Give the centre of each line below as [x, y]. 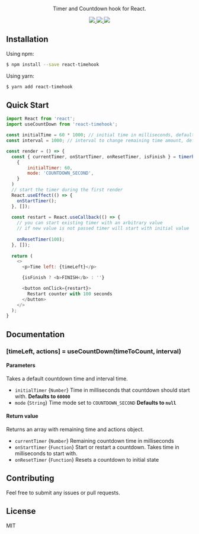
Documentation [36, 334]
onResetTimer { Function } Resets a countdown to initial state [87, 459]
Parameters [21, 365]
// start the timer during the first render [67, 190]
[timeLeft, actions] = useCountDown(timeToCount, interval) [94, 351]
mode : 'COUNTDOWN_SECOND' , [61, 173]
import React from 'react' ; [41, 119]
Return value [22, 416]
